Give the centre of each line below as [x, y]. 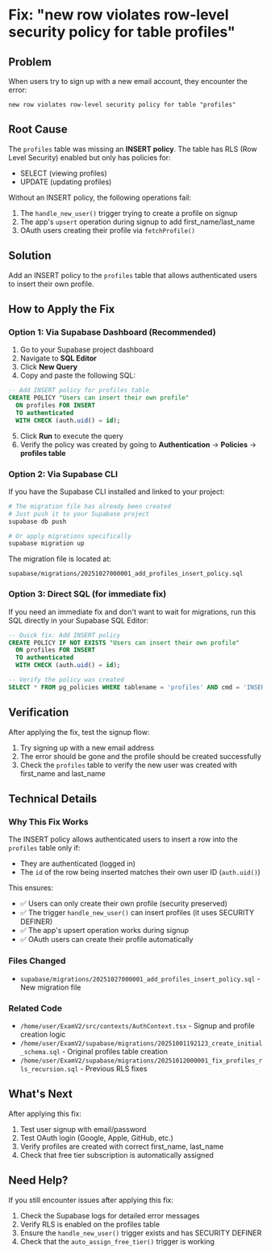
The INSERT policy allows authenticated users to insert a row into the [123, 839]
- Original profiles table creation [115, 1051]
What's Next [40, 1094]
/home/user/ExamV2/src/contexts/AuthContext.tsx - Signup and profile [138, 1025]
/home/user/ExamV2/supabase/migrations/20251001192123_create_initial [141, 1043]
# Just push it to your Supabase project [79, 514]
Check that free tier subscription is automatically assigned [117, 1155]
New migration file [50, 987]
